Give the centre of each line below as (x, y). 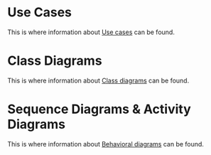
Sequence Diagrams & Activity (99, 109)
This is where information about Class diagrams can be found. (98, 80)
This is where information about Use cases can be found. (91, 32)
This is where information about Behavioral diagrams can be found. (106, 144)
